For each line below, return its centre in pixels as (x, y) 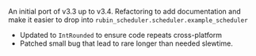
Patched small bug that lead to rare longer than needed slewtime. (126, 43)
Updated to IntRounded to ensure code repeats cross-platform (121, 35)
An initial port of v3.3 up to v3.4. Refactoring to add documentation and (125, 11)
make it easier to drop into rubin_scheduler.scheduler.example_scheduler (128, 20)
